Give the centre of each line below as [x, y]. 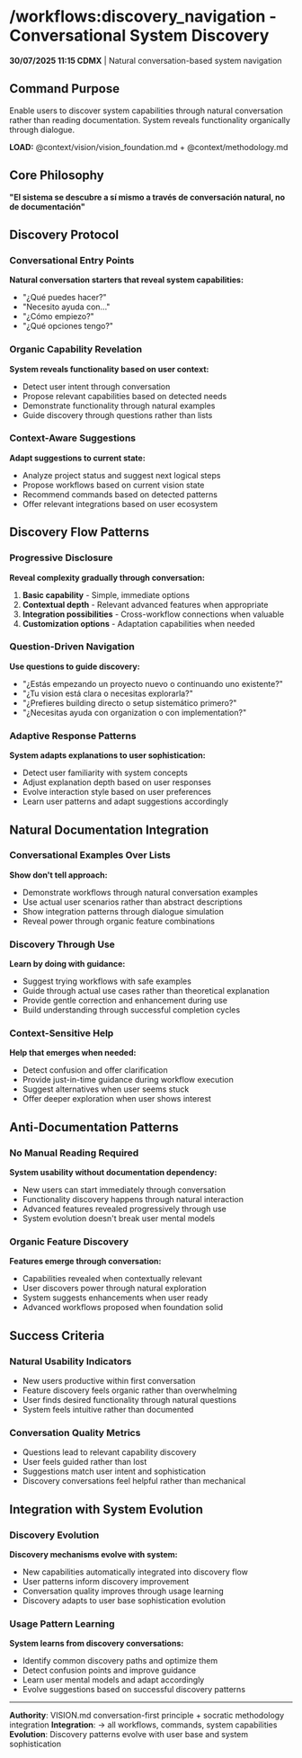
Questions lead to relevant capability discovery [109, 1452]
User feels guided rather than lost [84, 1462]
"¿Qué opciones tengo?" [68, 326]
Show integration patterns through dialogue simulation [123, 911]
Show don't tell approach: [58, 875]
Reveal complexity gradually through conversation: [107, 577]
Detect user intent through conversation [96, 386]
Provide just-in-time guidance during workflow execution [128, 1080]
